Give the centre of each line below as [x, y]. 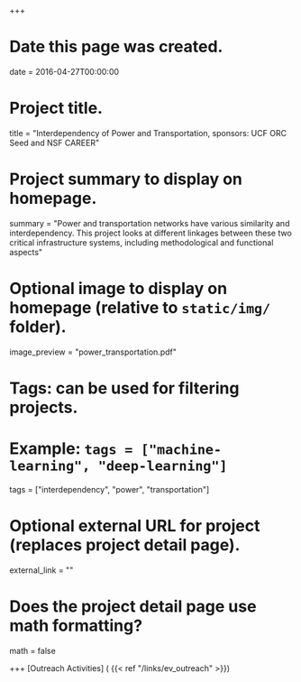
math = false [32, 650]
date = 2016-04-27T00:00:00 [64, 71]
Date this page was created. [116, 47]
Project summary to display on [126, 179]
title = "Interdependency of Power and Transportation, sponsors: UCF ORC [148, 133]
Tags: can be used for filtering [124, 388]
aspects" [26, 252]
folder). [38, 327]
